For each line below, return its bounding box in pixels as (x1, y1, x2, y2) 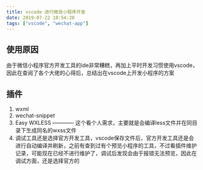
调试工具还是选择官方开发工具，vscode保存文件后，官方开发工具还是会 (15, 135, 194, 141)
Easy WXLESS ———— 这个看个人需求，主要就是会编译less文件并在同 (15, 119, 193, 126)
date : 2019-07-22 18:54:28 (6, 15, 75, 21)
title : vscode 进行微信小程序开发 (6, 9, 86, 15)
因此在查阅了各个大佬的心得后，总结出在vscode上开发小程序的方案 (6, 69, 175, 77)
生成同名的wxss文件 (26, 127, 77, 134)
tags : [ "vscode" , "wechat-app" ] (6, 20, 88, 26)
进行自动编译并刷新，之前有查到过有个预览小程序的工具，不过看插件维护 (15, 142, 197, 149)
